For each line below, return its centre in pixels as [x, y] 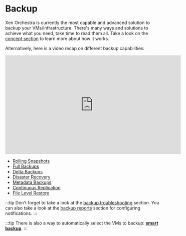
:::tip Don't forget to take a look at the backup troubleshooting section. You [82, 202]
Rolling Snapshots [31, 161]
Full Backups [26, 166]
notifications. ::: [21, 213]
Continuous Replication [37, 187]
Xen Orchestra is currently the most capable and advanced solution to [78, 23]
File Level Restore [31, 193]
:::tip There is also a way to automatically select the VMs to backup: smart [82, 223]
